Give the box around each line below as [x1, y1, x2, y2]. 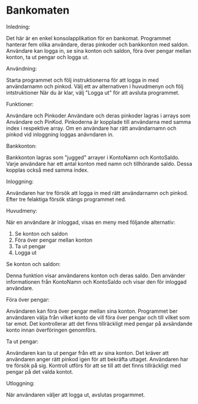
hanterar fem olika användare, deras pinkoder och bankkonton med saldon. [6, 41, 189, 48]
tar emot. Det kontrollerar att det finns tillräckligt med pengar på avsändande [6, 320, 193, 327]
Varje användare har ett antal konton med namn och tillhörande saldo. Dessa [6, 160, 193, 167]
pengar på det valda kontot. [6, 368, 74, 375]
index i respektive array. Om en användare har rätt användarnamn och [6, 124, 177, 132]
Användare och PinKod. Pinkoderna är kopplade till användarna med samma [6, 118, 191, 125]
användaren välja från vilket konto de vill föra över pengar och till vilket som [6, 313, 190, 320]
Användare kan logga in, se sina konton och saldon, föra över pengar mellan [6, 47, 191, 54]
